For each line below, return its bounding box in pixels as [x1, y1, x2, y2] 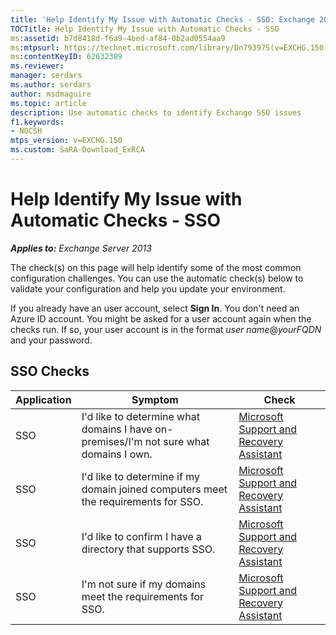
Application [15, 392, 72, 406]
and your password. [10, 334, 93, 346]
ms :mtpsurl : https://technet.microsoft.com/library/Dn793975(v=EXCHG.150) [10, 42, 329, 53]
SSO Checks [10, 363, 90, 380]
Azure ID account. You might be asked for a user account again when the [10, 312, 312, 325]
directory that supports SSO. [81, 542, 216, 556]
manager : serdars [10, 71, 83, 81]
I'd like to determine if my [81, 469, 200, 483]
